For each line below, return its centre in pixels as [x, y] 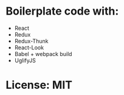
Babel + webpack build [43, 54]
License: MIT [39, 85]
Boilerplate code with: [62, 11]
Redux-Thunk [31, 41]
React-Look [29, 47]
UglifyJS [25, 60]
